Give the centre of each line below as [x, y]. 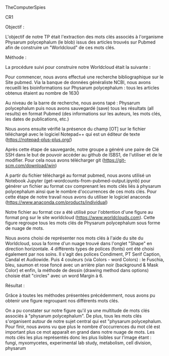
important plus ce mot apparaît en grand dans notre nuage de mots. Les [80, 332]
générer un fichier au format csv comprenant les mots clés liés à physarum [83, 186]
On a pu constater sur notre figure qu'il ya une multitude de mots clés [77, 310]
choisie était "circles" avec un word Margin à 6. [54, 276]
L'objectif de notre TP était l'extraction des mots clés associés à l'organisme [84, 37]
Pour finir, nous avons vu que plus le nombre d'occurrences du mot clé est [83, 327]
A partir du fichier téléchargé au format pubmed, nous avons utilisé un [78, 175]
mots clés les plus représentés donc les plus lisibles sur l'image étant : [78, 337]
